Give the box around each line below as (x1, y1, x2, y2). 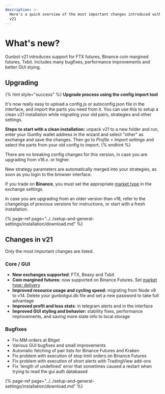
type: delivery (12, 282, 40, 288)
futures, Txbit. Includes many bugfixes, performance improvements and (5, 59, 150, 65)
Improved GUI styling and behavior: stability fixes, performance (12, 308, 143, 314)
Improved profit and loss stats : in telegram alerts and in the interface (12, 303, 153, 309)
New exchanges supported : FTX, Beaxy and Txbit (12, 272, 114, 278)
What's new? (5, 37, 60, 49)
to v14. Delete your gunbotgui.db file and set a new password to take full (12, 293, 159, 299)
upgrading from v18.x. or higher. (5, 157, 70, 163)
